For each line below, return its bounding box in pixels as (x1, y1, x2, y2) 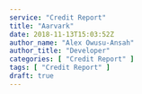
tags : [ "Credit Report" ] (9, 64, 111, 73)
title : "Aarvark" (9, 21, 75, 30)
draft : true (9, 72, 54, 81)
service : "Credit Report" (9, 13, 106, 22)
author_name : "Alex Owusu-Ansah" (9, 38, 135, 47)
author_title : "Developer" (9, 47, 111, 56)
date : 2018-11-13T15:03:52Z (9, 30, 115, 38)
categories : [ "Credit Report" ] (9, 55, 135, 64)
